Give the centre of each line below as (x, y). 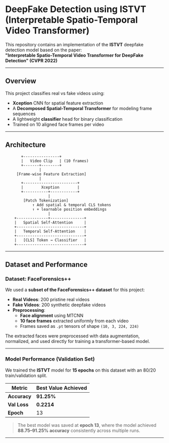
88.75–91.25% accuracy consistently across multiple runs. (79, 430)
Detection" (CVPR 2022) (31, 60)
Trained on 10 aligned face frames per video (58, 124)
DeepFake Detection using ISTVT (76, 9)
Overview (21, 81)
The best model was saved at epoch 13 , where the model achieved (87, 425)
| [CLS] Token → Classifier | (50, 240)
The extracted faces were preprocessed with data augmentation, (72, 336)
